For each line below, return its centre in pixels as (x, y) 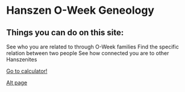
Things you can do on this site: (65, 33)
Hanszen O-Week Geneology (80, 10)
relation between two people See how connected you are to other (88, 53)
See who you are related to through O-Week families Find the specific (92, 47)
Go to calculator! (27, 71)
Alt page (17, 82)
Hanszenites (22, 59)
